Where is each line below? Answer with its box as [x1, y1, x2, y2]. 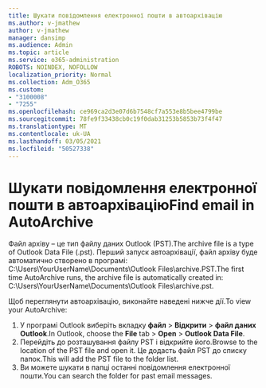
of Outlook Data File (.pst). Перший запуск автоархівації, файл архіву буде [8, 247, 258, 257]
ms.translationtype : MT [8, 122, 88, 130]
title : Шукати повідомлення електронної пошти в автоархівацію [8, 11, 223, 20]
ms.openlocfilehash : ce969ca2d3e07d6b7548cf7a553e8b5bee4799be [8, 108, 223, 116]
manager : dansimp [8, 33, 66, 42]
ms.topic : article [8, 48, 69, 56]
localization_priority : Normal [8, 71, 112, 79]
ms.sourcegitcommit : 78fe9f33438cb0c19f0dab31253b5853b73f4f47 [8, 115, 223, 123]
